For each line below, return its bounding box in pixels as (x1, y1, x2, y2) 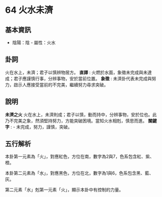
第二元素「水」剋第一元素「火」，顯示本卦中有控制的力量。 (5, 187, 124, 193)
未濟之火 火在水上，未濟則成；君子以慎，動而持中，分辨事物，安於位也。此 (5, 111, 157, 117)
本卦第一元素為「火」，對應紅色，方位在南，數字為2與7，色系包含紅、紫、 (5, 154, 155, 160)
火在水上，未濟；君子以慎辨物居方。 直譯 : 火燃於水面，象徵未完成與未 (5, 69, 148, 75)
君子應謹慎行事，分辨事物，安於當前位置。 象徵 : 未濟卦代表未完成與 (13, 75, 152, 81)
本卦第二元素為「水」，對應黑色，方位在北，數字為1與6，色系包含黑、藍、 (5, 170, 154, 176)
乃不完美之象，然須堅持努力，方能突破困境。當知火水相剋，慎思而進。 (5, 118, 147, 124)
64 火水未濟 (5, 4, 53, 16)
